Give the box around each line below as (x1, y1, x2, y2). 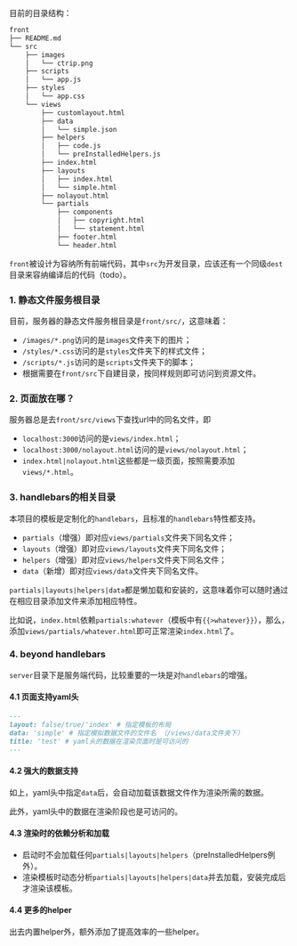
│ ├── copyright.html (56, 216, 145, 225)
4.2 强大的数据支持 (9, 765, 78, 776)
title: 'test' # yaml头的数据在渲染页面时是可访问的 (9, 737, 189, 746)
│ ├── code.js (41, 142, 101, 151)
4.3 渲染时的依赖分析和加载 (9, 828, 109, 839)
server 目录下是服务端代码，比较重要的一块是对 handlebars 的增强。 (9, 669, 253, 680)
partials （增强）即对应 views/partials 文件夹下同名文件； (21, 532, 236, 542)
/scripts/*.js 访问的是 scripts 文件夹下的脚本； (21, 356, 196, 367)
